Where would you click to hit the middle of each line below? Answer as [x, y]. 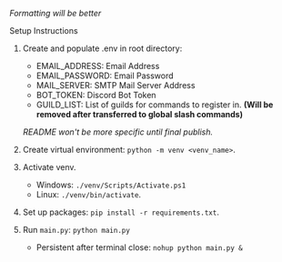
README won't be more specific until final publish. [118, 132]
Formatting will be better [55, 13]
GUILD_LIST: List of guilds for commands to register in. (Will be [155, 105]
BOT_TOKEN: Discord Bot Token [96, 95]
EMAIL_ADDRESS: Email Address [98, 66]
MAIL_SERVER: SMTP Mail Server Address [116, 85]
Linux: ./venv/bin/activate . [89, 194]
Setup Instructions [44, 30]
